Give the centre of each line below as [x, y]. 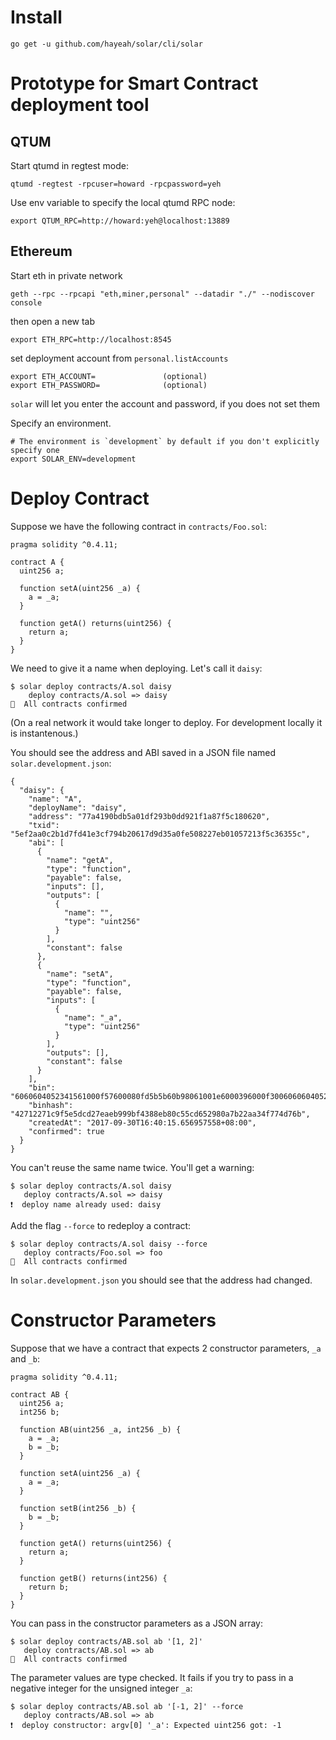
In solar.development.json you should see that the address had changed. [161, 1280]
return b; [49, 1587]
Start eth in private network [66, 275]
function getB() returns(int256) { [93, 1578]
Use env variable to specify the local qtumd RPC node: [123, 202]
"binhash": [51, 1105]
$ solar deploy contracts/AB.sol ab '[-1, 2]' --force [127, 1706]
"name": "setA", [80, 974]
